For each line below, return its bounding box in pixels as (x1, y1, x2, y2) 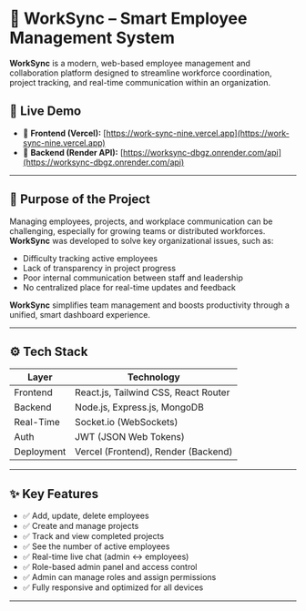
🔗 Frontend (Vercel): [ (22, 127, 107, 138)
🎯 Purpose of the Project (9, 191, 150, 208)
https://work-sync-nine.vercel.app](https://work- (106, 127, 290, 138)
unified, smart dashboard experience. (9, 309, 151, 320)
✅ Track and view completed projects (22, 531, 165, 542)
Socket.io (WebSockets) (74, 416, 178, 429)
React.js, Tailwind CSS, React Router (74, 386, 230, 399)
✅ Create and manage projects (22, 521, 139, 532)
